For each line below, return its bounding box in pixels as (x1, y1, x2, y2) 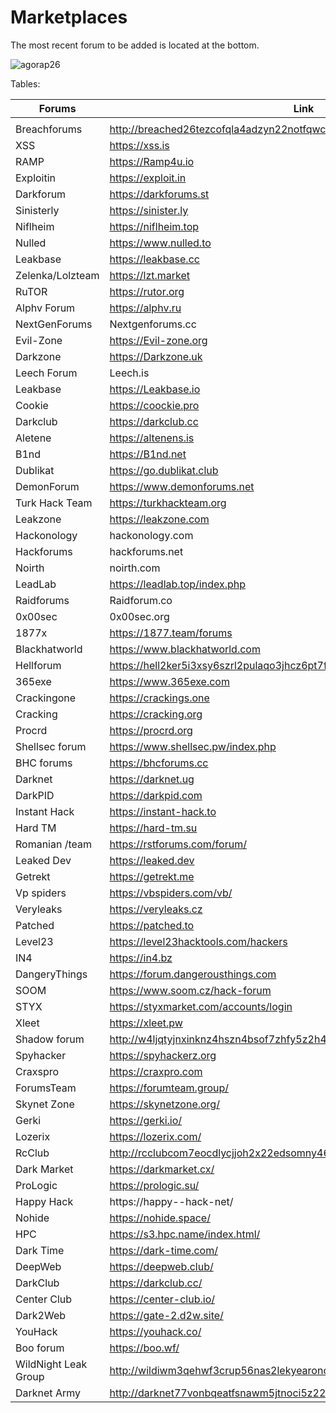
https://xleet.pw (109, 1016, 183, 1030)
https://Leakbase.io (109, 382, 201, 396)
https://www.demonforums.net (109, 479, 255, 493)
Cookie (15, 398, 49, 412)
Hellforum (15, 658, 62, 672)
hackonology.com (109, 528, 194, 542)
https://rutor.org (109, 284, 185, 298)
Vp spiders (15, 886, 67, 900)
